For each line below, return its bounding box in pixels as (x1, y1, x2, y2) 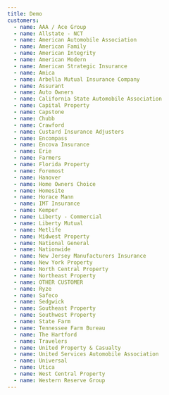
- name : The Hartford (13, 331, 77, 338)
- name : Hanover (13, 174, 61, 181)
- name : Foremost (13, 167, 65, 175)
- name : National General (13, 239, 90, 246)
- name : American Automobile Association (13, 37, 137, 44)
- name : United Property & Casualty (13, 344, 121, 351)
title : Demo (7, 10, 42, 18)
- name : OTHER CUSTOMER (13, 279, 83, 286)
